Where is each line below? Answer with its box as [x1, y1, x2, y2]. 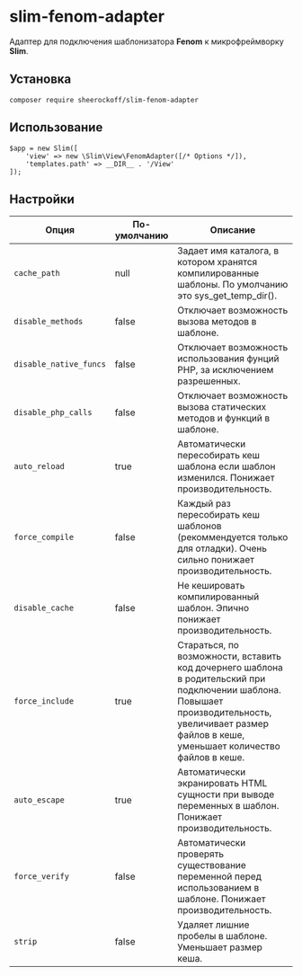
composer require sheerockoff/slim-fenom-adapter [9, 95, 200, 104]
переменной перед [177, 870, 262, 883]
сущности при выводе [177, 788, 275, 801]
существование [177, 859, 247, 872]
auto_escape [13, 795, 66, 805]
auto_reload [13, 461, 66, 472]
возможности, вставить [177, 650, 281, 662]
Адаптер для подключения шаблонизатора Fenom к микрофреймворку [9, 36, 285, 47]
